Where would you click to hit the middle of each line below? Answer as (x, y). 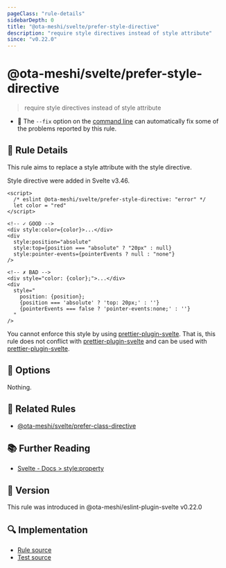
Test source (34, 557)
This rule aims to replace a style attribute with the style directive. (99, 167)
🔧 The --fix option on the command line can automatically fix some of (118, 122)
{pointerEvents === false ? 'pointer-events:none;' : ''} (105, 309)
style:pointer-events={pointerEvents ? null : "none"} (94, 254)
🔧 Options (29, 370)
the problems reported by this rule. (67, 128)
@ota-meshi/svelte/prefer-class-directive (77, 426)
